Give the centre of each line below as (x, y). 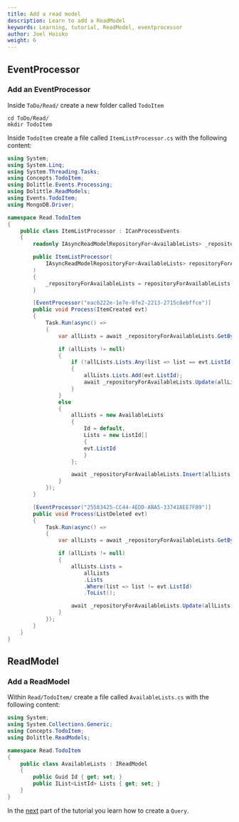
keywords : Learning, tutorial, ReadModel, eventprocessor (95, 27)
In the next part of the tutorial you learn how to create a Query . (98, 811)
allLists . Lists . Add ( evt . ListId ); (133, 376)
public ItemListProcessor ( (73, 257)
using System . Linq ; (36, 165)
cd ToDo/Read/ (28, 118)
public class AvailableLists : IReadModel (84, 764)
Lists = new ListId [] (116, 436)
